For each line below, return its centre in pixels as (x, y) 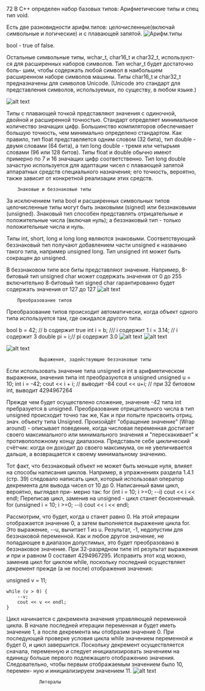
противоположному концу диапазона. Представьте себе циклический (98, 441)
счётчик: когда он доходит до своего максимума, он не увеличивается (99, 447)
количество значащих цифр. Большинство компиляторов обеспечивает (100, 126)
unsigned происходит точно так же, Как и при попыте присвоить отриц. (100, 415)
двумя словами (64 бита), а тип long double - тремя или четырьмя (93, 146)
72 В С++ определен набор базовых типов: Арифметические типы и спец (103, 9)
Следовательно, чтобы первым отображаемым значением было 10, (95, 664)
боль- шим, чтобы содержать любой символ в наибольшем (85, 70)
